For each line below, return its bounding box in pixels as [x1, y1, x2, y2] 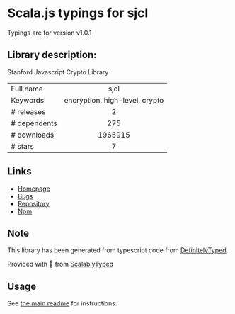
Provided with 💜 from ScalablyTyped [7, 260, 114, 269]
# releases [11, 106, 46, 116]
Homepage [17, 184, 51, 193]
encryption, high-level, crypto [64, 95, 164, 105]
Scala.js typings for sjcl [7, 5, 149, 21]
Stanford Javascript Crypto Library [7, 67, 109, 76]
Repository [17, 199, 50, 208]
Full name [11, 84, 44, 94]
